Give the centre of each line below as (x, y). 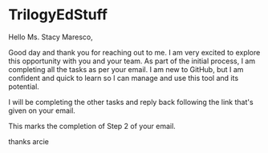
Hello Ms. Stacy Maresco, (51, 37)
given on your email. (42, 111)
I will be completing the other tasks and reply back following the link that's (131, 102)
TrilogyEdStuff (58, 15)
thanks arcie (29, 141)
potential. (24, 87)
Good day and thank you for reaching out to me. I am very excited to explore (134, 52)
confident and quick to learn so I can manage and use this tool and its (124, 78)
